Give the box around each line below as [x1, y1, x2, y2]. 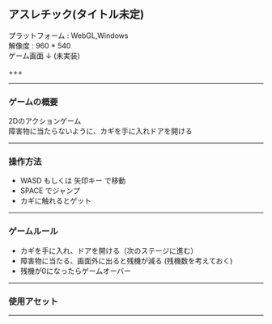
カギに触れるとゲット [19, 196, 91, 206]
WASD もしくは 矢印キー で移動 [19, 176, 126, 186]
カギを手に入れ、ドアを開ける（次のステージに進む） [19, 246, 198, 255]
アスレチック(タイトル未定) [8, 7, 144, 22]
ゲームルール [8, 225, 58, 237]
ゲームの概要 [8, 96, 58, 107]
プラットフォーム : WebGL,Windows [8, 31, 129, 40]
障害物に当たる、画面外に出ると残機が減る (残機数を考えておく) [19, 255, 233, 265]
